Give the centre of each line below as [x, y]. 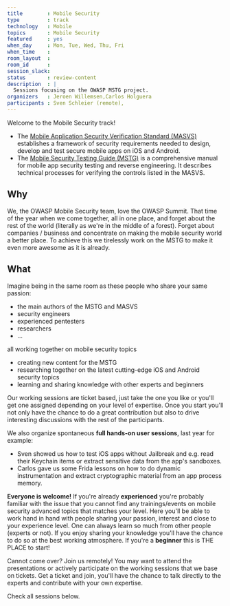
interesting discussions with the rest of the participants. [86, 419]
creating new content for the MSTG [67, 362]
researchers [34, 328]
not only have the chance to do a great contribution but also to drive [103, 412]
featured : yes [35, 39]
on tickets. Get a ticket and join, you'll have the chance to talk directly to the [114, 575]
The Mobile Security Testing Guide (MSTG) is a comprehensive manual [117, 158]
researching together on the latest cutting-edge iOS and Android [108, 370]
